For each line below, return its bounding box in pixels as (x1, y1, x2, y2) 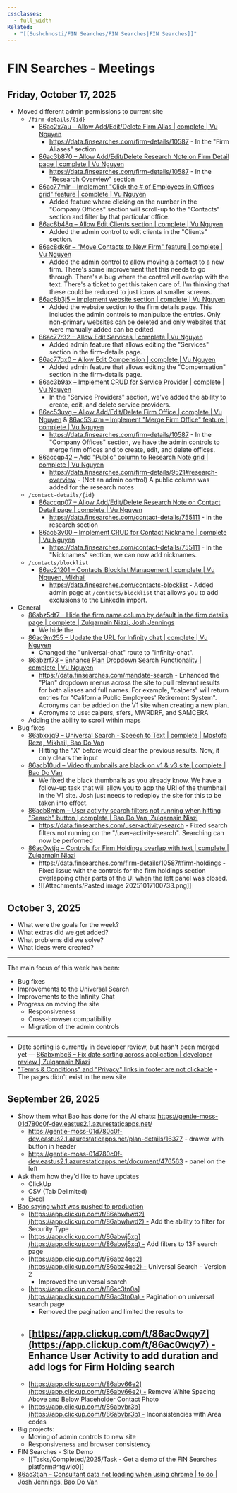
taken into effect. (38, 798, 88, 807)
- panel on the (184, 1157, 226, 1166)
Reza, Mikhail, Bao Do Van (28, 738, 104, 747)
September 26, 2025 (7, 1093, 100, 1105)
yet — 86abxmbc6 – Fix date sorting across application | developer (17, 1050, 213, 1059)
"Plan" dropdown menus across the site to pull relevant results (38, 678, 220, 687)
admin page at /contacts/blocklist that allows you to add (49, 588, 219, 597)
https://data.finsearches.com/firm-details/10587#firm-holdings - (38, 859, 226, 867)
